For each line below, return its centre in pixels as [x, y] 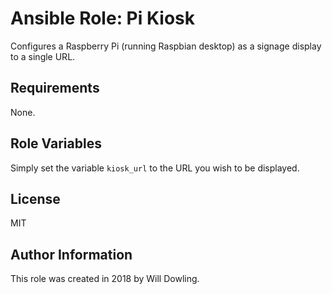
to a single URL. [43, 56]
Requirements [55, 88]
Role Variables [56, 143]
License [35, 198]
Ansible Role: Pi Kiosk [103, 18]
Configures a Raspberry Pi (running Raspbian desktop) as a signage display [166, 46]
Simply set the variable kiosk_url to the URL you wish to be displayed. [155, 168]
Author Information [71, 254]
